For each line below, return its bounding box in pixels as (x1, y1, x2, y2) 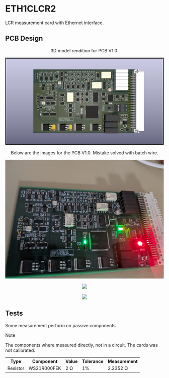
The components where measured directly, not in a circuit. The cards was (5, 342, 158, 348)
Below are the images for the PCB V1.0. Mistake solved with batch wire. (11, 149, 158, 156)
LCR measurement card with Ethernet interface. (5, 20, 104, 26)
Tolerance (82, 358, 104, 364)
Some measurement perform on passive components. (5, 322, 117, 328)
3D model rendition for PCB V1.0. (50, 47, 119, 53)
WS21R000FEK (28, 365, 61, 371)
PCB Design (5, 34, 43, 43)
